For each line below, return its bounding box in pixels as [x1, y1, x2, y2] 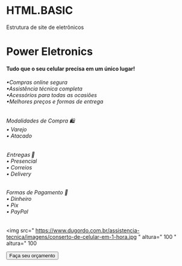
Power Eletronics [6, 45, 93, 59]
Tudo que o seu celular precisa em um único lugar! [6, 65, 136, 72]
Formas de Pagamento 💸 [6, 189, 68, 196]
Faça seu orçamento [9, 252, 55, 259]
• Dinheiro [6, 195, 32, 203]
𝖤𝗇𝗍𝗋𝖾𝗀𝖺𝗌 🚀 [6, 151, 35, 158]
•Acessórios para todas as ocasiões [6, 92, 98, 99]
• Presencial [6, 157, 37, 165]
